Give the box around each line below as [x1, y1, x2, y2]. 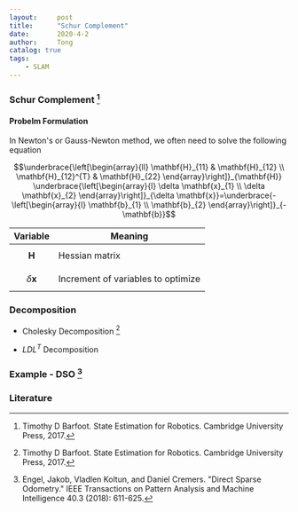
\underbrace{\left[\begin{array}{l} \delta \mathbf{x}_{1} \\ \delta [32, 181, 266, 192]
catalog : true [9, 46, 62, 55]
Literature [9, 392, 53, 405]
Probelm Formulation [9, 115, 89, 126]
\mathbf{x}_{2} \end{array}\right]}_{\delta [21, 190, 175, 201]
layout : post [9, 12, 74, 22]
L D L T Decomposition [21, 343, 99, 355]
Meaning [110, 230, 149, 242]
